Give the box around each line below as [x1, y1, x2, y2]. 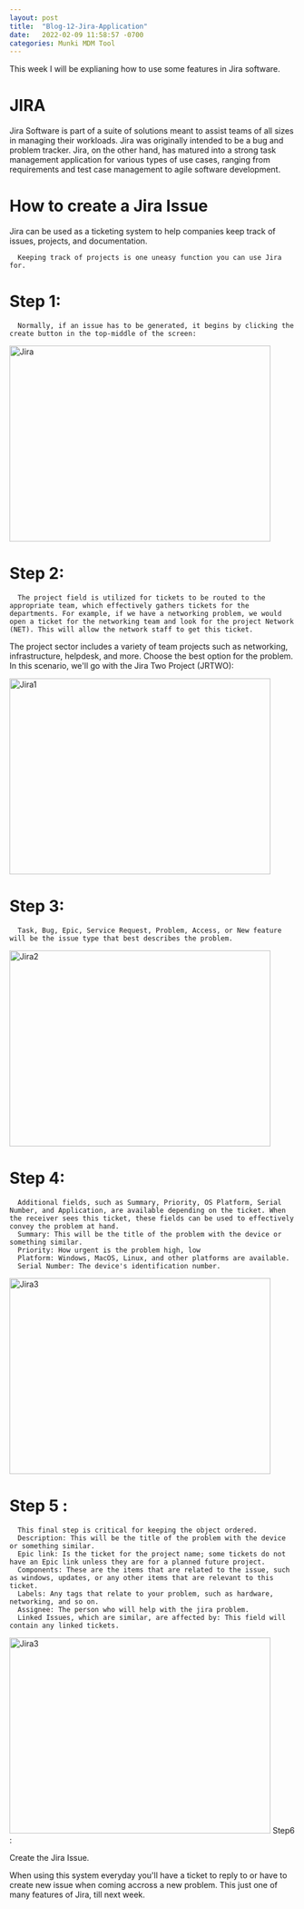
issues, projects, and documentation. [9, 235, 148, 246]
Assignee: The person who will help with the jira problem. [17, 1605, 250, 1614]
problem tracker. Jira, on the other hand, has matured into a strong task [9, 144, 277, 155]
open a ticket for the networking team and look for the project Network [9, 617, 295, 626]
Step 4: [9, 1168, 65, 1188]
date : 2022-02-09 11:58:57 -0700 [9, 30, 144, 39]
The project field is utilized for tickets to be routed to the [17, 593, 266, 602]
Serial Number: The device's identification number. [17, 1261, 221, 1270]
